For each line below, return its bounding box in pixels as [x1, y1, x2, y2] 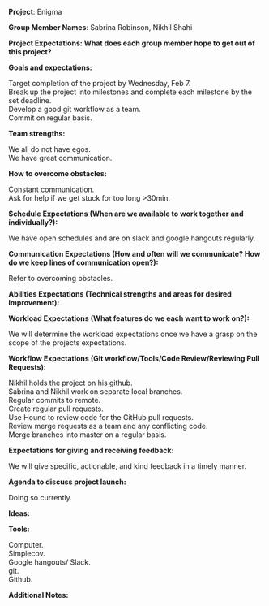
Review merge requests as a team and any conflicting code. [8, 422, 208, 431]
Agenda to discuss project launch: [8, 477, 127, 487]
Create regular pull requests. [8, 404, 104, 413]
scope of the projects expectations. [8, 338, 127, 348]
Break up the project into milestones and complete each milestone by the [8, 87, 253, 97]
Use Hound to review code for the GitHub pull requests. [8, 413, 194, 422]
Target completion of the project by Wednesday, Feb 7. [8, 79, 191, 88]
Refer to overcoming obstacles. [8, 274, 113, 283]
